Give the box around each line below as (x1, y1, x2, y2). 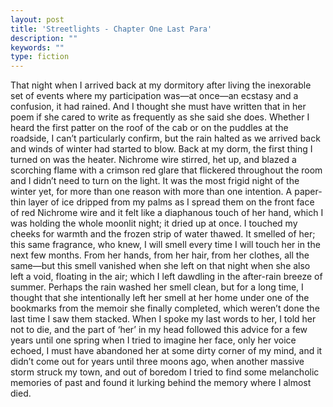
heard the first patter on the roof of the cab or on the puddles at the (10, 122, 289, 134)
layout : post (10, 14, 65, 25)
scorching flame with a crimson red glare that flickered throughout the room (10, 164, 323, 176)
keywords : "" (10, 42, 65, 53)
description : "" (10, 33, 78, 43)
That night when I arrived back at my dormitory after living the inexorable (10, 79, 312, 91)
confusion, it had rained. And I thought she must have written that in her (10, 101, 307, 113)
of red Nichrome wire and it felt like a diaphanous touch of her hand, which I (10, 207, 324, 219)
